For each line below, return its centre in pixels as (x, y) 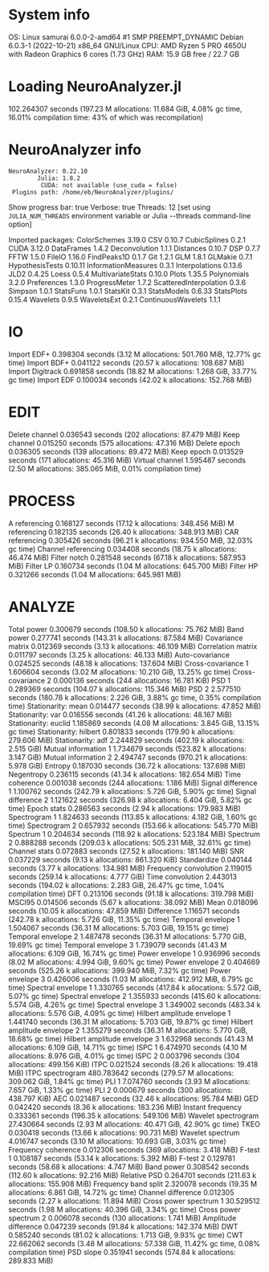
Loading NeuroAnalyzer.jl (95, 87)
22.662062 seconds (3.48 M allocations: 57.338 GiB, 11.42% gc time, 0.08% (134, 1243)
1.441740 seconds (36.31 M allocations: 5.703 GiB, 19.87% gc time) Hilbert (131, 1021)
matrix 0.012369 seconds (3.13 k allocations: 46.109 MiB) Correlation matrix (133, 646)
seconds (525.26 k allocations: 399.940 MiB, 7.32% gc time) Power (120, 970)
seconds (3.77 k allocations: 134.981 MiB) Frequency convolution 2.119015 (130, 868)
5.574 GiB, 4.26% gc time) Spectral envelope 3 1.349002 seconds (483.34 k (134, 1005)
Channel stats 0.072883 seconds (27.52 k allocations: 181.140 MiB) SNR (126, 851)
